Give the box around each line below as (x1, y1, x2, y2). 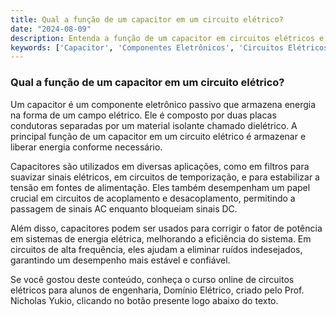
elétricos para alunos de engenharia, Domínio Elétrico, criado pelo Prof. (10, 284, 305, 296)
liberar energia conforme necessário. (10, 141, 163, 153)
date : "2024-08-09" (10, 24, 92, 34)
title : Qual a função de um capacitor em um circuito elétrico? (10, 14, 284, 25)
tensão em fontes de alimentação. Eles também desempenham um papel (10, 181, 311, 193)
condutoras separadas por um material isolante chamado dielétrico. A (10, 119, 298, 131)
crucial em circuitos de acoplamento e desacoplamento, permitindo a (10, 192, 296, 204)
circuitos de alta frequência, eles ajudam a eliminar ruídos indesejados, (10, 243, 303, 255)
